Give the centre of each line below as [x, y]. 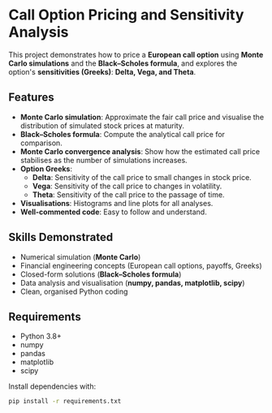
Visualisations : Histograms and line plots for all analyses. [117, 203]
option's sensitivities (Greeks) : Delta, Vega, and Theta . [102, 71]
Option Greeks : [46, 169]
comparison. [41, 143]
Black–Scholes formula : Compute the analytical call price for [123, 134]
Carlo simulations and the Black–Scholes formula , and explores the [123, 63]
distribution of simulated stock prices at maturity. [102, 125]
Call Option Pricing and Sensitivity [126, 15]
